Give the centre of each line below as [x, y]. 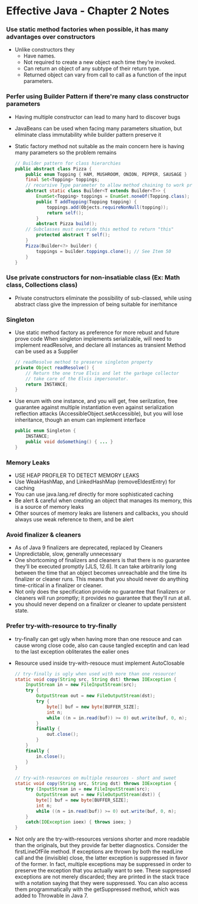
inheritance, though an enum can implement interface [80, 420]
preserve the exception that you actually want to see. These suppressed [103, 871]
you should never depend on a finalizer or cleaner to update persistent [100, 604]
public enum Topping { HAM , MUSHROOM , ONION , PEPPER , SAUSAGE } [106, 174]
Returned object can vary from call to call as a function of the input [105, 75]
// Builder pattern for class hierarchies [68, 163]
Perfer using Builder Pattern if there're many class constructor [98, 97]
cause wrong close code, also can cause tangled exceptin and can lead [102, 645]
